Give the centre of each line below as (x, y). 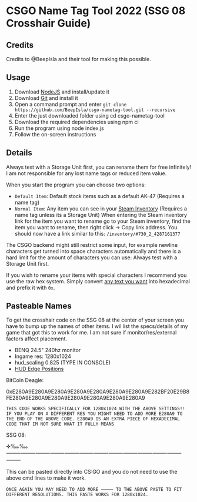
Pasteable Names (39, 306)
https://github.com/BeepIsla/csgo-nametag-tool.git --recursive (95, 110)
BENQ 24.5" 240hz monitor (48, 350)
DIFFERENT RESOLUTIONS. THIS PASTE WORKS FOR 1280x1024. (77, 495)
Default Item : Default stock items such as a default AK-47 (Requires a (100, 196)
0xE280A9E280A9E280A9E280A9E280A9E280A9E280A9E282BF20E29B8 (98, 391)
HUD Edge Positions (39, 369)
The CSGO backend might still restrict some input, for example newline (92, 245)
